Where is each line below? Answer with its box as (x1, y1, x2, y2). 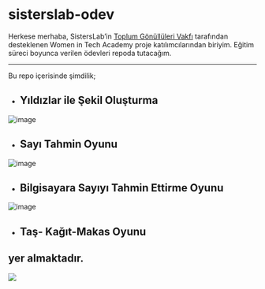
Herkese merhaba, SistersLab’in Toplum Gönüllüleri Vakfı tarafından (8, 31, 229, 41)
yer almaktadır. (8, 252, 84, 265)
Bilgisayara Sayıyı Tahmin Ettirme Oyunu (19, 181, 224, 195)
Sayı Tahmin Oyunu (19, 138, 118, 151)
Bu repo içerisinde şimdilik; (8, 71, 96, 80)
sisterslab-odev (8, 6, 115, 24)
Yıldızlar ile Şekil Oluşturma (19, 94, 159, 107)
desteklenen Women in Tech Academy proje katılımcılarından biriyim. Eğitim (8, 39, 255, 49)
